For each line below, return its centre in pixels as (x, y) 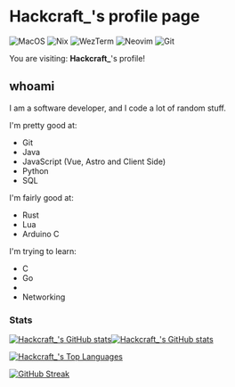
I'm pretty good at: (43, 125)
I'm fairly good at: (41, 197)
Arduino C (41, 234)
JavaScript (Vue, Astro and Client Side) (94, 161)
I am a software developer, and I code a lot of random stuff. (118, 108)
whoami (32, 86)
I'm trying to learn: (43, 251)
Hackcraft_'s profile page (105, 16)
